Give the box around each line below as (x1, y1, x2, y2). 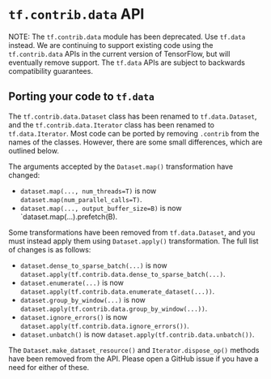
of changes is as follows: (8, 244, 91, 254)
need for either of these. (8, 362, 90, 372)
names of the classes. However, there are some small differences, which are (8, 137, 263, 147)
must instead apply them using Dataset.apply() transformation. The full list (8, 236, 259, 246)
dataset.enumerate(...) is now (19, 278, 124, 287)
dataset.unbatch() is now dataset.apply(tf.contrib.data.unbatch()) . (19, 329, 255, 339)
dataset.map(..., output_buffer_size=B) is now (19, 203, 182, 213)
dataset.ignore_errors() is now (19, 312, 128, 321)
